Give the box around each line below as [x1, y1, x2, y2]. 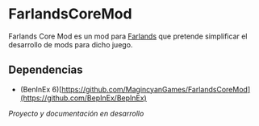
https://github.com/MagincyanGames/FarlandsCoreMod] [61, 84, 251, 94]
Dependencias [8, 63, 83, 77]
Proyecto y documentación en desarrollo [8, 108, 144, 118]
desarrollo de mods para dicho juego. [8, 39, 133, 49]
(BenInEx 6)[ [19, 84, 62, 94]
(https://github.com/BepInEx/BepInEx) [19, 93, 147, 103]
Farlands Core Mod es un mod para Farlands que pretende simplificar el [8, 31, 248, 41]
